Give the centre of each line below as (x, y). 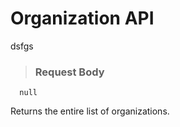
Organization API (82, 18)
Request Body (69, 72)
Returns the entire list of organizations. (90, 111)
